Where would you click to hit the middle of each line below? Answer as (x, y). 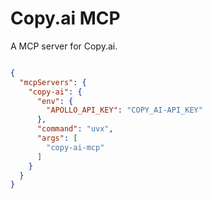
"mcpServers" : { (53, 82)
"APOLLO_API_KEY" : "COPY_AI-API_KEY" (124, 110)
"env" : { (55, 101)
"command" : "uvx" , (75, 129)
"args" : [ (57, 138)
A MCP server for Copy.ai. (64, 46)
